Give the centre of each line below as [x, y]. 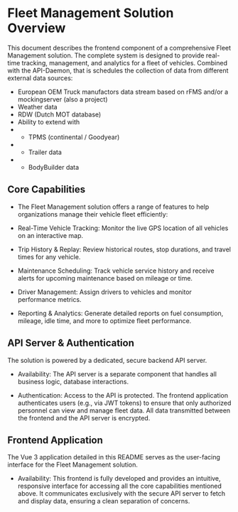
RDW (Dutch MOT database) [59, 114]
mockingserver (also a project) [63, 99]
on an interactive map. [50, 235]
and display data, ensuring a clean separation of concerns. [104, 501]
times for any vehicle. [49, 256]
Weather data [38, 107]
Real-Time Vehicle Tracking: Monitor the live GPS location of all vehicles [123, 228]
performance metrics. [49, 299]
